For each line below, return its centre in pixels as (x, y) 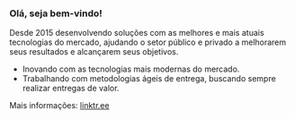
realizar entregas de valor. (71, 89)
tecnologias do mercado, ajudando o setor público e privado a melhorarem (148, 42)
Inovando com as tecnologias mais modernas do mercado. (131, 69)
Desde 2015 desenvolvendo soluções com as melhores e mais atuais (137, 33)
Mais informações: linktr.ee (59, 106)
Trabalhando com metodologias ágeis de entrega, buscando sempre (149, 79)
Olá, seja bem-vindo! (56, 13)
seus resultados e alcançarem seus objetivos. (94, 52)
